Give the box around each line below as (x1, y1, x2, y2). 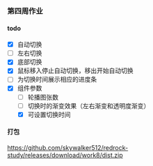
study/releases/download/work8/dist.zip (7, 151, 123, 159)
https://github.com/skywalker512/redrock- (7, 143, 129, 151)
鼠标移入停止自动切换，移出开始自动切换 (17, 66, 134, 75)
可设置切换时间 (27, 110, 71, 119)
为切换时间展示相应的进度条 (17, 75, 97, 84)
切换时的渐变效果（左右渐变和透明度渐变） (27, 101, 150, 110)
